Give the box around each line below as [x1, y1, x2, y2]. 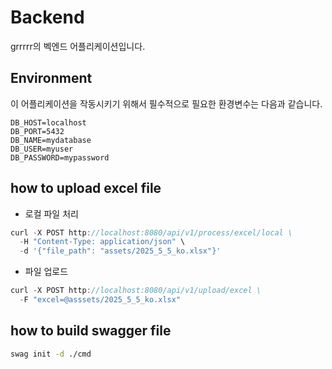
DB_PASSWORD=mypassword [10, 152, 110, 163]
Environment [10, 70, 93, 87]
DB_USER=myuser [10, 144, 74, 154]
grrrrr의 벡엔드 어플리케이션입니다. [10, 40, 146, 52]
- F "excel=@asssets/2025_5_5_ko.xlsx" [19, 295, 182, 305]
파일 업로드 [24, 266, 69, 278]
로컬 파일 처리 [24, 207, 79, 220]
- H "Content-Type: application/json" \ [19, 237, 186, 247]
